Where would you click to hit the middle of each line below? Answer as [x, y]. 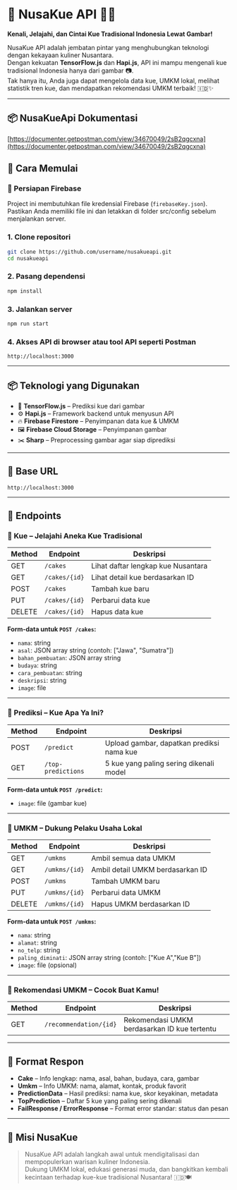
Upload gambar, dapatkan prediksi [162, 743]
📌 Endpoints [35, 516]
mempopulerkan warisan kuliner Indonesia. [87, 1161]
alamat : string [37, 943]
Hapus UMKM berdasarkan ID [141, 904]
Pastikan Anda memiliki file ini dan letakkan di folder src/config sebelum [112, 212]
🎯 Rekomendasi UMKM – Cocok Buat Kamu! [83, 990]
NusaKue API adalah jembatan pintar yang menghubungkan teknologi [108, 47]
